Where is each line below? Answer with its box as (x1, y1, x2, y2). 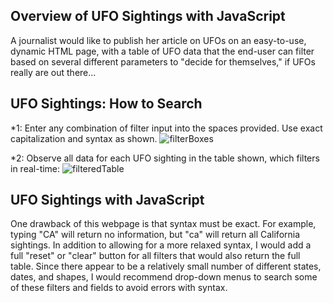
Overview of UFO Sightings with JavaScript (10, 8, 286, 25)
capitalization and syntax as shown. (10, 132, 158, 144)
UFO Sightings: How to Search (10, 95, 203, 113)
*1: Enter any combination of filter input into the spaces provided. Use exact (10, 122, 323, 134)
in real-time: (10, 162, 61, 174)
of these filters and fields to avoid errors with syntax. (10, 282, 228, 294)
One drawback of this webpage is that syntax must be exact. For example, (10, 218, 317, 230)
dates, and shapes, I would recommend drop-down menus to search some (10, 271, 318, 283)
